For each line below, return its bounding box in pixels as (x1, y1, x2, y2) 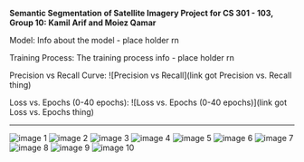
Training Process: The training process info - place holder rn (9, 52, 235, 62)
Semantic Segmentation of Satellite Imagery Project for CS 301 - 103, (9, 8, 274, 18)
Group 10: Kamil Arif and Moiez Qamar (9, 17, 157, 28)
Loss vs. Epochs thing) (9, 107, 95, 117)
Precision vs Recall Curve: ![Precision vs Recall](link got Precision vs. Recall (9, 70, 292, 81)
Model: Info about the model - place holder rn (9, 35, 179, 45)
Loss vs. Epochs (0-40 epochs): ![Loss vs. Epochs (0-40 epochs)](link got (9, 97, 288, 108)
